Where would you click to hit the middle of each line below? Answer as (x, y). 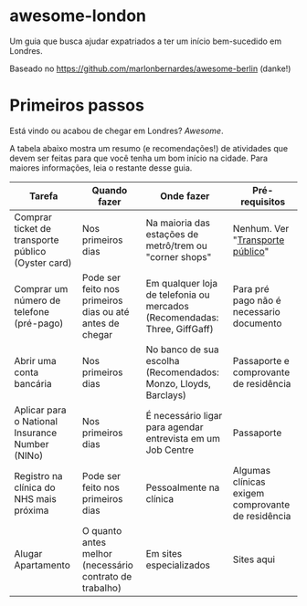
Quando (110, 190)
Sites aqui (254, 559)
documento (257, 323)
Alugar (28, 553)
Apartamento (42, 565)
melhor (97, 553)
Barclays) (166, 395)
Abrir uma (35, 360)
